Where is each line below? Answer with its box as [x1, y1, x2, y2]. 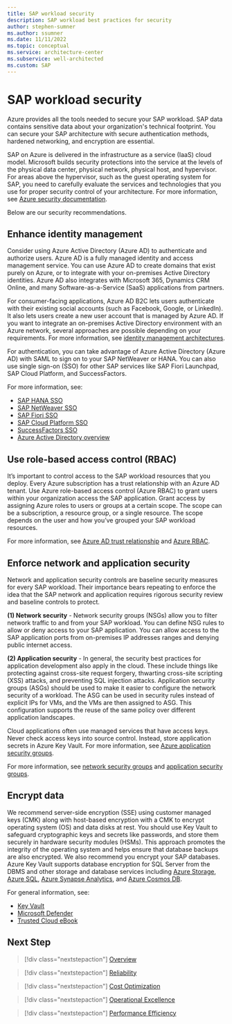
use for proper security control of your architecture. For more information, [7, 187, 218, 195]
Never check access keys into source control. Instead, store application [7, 734, 211, 742]
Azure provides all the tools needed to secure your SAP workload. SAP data [7, 115, 223, 123]
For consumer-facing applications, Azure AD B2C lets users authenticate [7, 297, 215, 306]
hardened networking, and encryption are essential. [7, 137, 155, 145]
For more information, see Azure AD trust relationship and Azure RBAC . [7, 537, 211, 545]
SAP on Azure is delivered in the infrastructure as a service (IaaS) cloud [7, 150, 212, 158]
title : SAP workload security [7, 10, 95, 17]
